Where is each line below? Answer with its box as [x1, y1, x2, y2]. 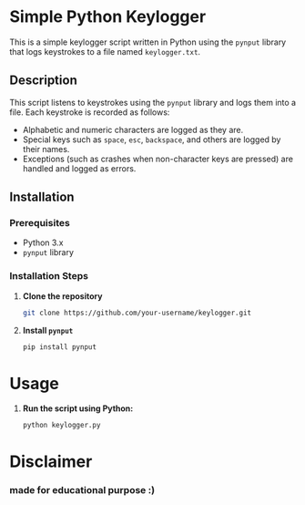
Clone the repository [22, 290, 103, 302]
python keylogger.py [22, 421, 101, 430]
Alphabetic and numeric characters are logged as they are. [22, 124, 244, 135]
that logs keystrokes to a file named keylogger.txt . [9, 46, 201, 57]
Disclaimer [9, 451, 93, 472]
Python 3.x [22, 237, 64, 248]
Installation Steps [9, 270, 89, 283]
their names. [22, 143, 70, 154]
